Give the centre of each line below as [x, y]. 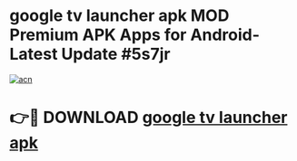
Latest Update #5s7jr [90, 54]
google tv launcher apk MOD [119, 16]
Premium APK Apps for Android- [135, 35]
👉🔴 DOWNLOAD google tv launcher [148, 118]
